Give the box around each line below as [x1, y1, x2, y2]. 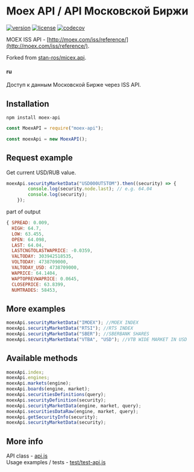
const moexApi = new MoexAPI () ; [6, 136, 87, 142]
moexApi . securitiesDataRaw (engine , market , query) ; [6, 408, 139, 414]
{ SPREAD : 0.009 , [6, 220, 50, 226]
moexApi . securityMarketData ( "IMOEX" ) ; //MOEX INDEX [6, 319, 139, 326]
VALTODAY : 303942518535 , [11, 253, 74, 260]
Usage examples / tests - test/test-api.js [6, 459, 106, 466]
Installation [6, 98, 49, 109]
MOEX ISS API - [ [6, 36, 49, 43]
